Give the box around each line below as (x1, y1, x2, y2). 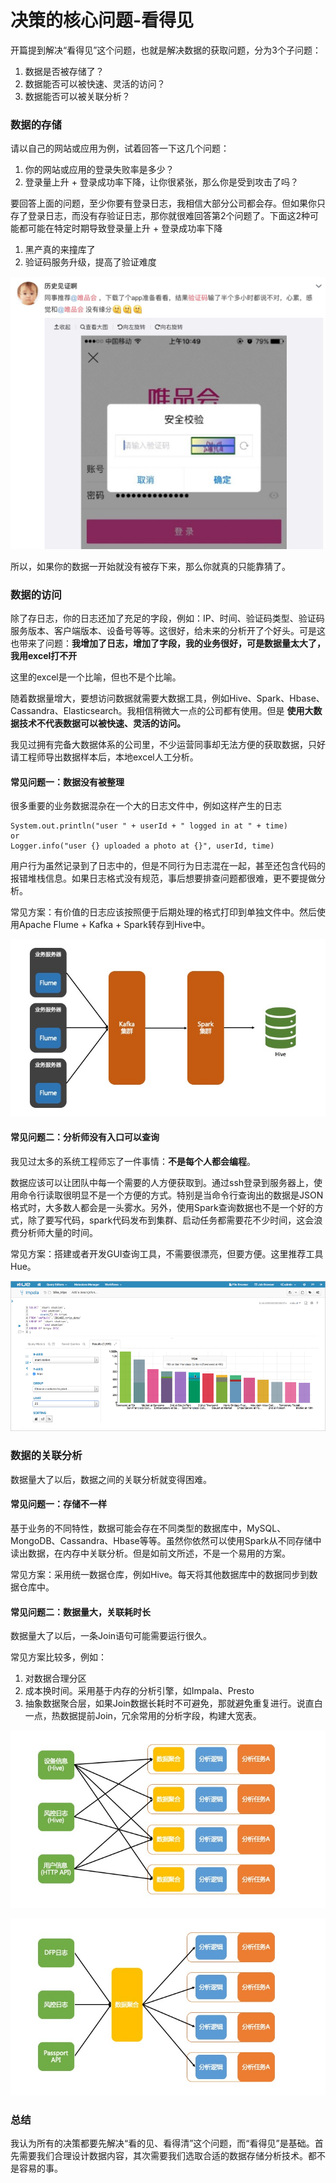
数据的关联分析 (10, 1449, 83, 1463)
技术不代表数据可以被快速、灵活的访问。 (18, 717, 186, 730)
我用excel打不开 (10, 650, 78, 662)
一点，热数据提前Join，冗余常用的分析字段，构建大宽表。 (24, 1710, 262, 1722)
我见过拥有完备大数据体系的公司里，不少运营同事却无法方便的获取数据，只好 (10, 739, 326, 751)
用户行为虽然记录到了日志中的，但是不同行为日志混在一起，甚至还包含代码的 (10, 860, 326, 872)
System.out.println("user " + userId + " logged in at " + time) (10, 821, 288, 831)
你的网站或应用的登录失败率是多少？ (24, 164, 175, 176)
